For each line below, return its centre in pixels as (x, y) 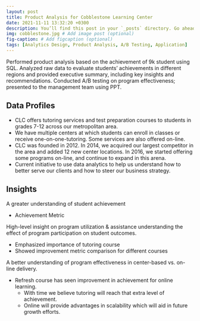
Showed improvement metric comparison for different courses (91, 251)
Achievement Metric (40, 215)
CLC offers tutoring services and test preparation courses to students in (103, 120)
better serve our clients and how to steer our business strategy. (93, 171)
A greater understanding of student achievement (66, 203)
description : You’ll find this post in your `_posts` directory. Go (93, 28)
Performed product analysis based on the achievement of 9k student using (98, 62)
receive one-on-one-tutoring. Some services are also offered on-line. (100, 139)
